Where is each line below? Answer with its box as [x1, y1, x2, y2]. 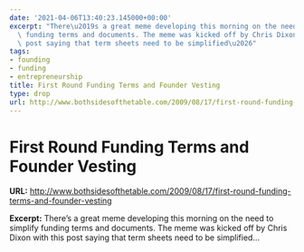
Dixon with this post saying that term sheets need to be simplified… [9, 232, 261, 243]
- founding [9, 55, 51, 64]
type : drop [9, 89, 51, 98]
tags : [9, 47, 30, 56]
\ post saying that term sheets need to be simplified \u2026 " [17, 38, 257, 48]
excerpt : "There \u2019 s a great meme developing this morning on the [9, 22, 278, 31]
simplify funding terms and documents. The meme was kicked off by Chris [9, 223, 288, 234]
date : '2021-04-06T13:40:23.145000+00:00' [9, 13, 172, 23]
